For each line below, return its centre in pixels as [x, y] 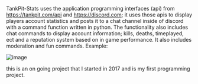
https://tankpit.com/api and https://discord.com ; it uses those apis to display [99, 15]
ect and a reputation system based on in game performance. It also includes [99, 40]
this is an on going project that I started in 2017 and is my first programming [98, 69]
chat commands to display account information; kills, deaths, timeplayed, [95, 33]
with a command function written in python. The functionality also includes [97, 27]
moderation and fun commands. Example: [57, 46]
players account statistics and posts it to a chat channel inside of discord [95, 21]
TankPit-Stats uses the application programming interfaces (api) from [90, 9]
